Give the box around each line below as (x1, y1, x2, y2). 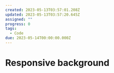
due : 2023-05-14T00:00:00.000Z (5, 36, 71, 41)
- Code (10, 31, 24, 36)
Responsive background (5, 57, 109, 68)
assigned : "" (5, 17, 33, 22)
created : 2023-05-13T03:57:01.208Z (5, 7, 80, 13)
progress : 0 (5, 21, 30, 27)
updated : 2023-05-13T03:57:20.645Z (5, 12, 80, 17)
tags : (5, 26, 17, 31)
